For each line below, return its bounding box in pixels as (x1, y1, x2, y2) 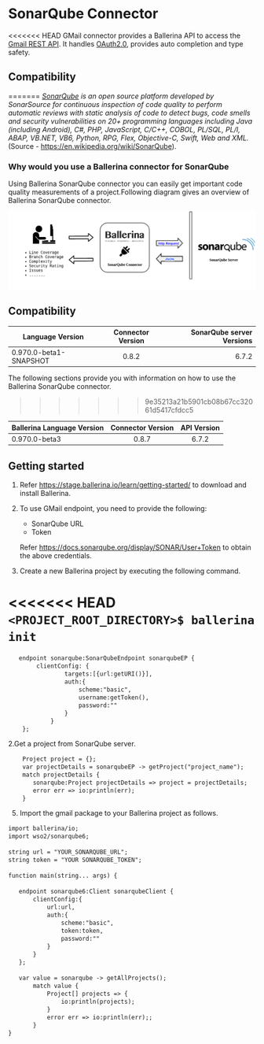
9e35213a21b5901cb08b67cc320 (145, 397, 253, 406)
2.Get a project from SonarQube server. (8, 739, 136, 749)
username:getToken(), (78, 694, 149, 702)
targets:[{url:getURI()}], (64, 670, 153, 678)
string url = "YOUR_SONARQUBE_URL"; (8, 848, 128, 857)
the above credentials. (19, 551, 92, 561)
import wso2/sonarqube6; (8, 832, 90, 841)
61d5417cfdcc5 (145, 405, 194, 415)
